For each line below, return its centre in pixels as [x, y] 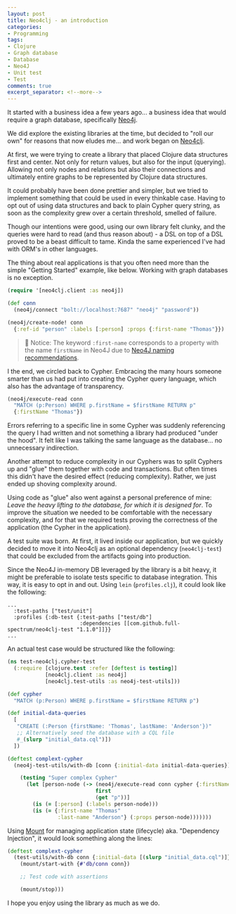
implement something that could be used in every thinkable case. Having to [117, 198]
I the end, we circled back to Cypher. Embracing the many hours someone [114, 371]
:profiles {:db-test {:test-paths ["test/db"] [83, 617]
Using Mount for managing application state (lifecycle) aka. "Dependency [113, 830]
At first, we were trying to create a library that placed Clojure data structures [118, 155]
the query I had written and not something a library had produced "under [113, 433]
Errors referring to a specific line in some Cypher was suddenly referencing [116, 426]
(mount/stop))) [42, 889]
